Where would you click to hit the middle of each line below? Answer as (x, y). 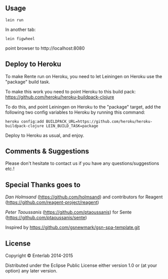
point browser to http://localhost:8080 (45, 48)
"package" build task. (28, 82)
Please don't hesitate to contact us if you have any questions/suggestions (82, 163)
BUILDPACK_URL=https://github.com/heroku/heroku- (99, 121)
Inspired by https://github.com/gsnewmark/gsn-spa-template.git (73, 227)
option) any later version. (31, 271)
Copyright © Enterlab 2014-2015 (39, 256)
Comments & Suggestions (47, 151)
